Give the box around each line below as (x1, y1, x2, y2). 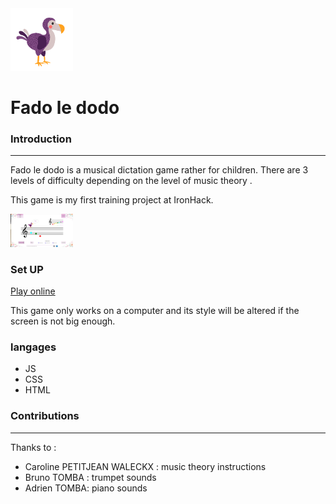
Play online (10, 285, 56, 297)
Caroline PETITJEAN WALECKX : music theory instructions (24, 460, 267, 472)
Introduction (10, 132, 72, 146)
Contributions (10, 409, 80, 423)
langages (10, 340, 57, 354)
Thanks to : (10, 441, 57, 453)
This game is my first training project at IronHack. (10, 194, 214, 206)
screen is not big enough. (10, 315, 116, 327)
